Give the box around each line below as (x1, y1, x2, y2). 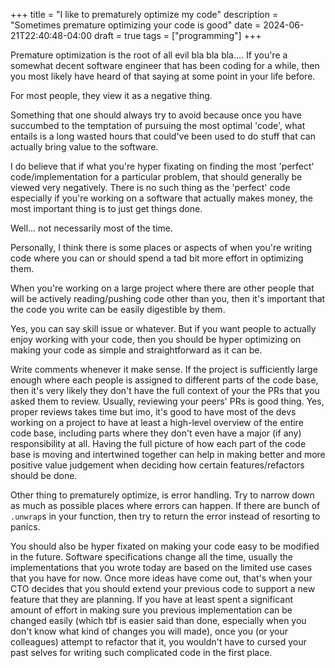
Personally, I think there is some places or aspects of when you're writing (10, 242, 313, 253)
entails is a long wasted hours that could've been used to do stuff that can (10, 130, 316, 142)
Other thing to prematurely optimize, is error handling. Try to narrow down (10, 489, 315, 501)
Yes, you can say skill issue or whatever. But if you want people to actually (10, 323, 317, 334)
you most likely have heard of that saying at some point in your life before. (10, 70, 316, 82)
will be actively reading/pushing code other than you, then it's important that (10, 293, 326, 304)
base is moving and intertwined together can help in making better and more (10, 449, 326, 460)
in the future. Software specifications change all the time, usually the (10, 551, 293, 563)
